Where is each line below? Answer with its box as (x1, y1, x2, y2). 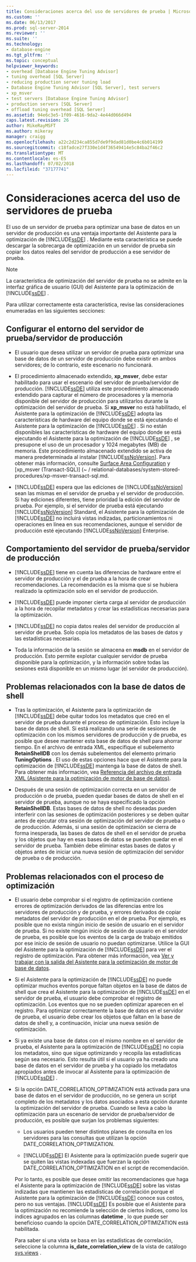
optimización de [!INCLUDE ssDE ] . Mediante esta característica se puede (6, 235, 183, 243)
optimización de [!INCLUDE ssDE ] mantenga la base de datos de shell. (14, 762, 183, 770)
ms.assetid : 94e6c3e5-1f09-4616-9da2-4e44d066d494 (6, 112, 132, 118)
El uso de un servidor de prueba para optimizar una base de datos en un (6, 223, 180, 230)
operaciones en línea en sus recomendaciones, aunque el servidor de (14, 520, 183, 527)
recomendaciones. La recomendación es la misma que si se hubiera (14, 581, 178, 588)
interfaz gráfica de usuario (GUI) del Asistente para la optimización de (6, 283, 174, 290)
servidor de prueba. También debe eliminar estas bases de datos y (14, 842, 176, 849)
